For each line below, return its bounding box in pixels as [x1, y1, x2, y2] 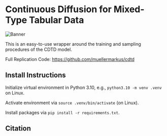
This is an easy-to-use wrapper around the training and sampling [5, 41, 141, 47]
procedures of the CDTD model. [5, 46, 72, 52]
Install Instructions [5, 71, 66, 80]
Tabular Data [28, 14, 84, 26]
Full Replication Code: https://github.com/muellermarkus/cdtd [5, 56, 135, 62]
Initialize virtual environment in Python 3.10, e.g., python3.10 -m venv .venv [5, 84, 162, 90]
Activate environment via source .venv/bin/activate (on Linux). [5, 99, 139, 106]
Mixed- [113, 4, 145, 15]
